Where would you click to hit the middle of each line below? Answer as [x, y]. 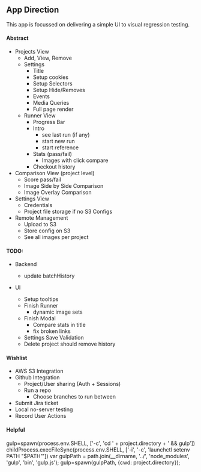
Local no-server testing [44, 409]
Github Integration [37, 377]
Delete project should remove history [70, 344]
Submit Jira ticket [37, 403]
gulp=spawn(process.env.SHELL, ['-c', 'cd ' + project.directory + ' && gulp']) [101, 443]
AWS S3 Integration [39, 371]
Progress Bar [49, 122]
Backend [26, 264]
